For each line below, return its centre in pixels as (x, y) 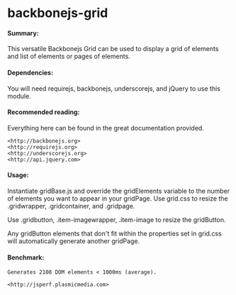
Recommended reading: (44, 112)
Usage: (18, 175)
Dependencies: (30, 72)
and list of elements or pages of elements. (69, 56)
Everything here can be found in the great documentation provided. (106, 128)
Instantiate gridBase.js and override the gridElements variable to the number (119, 191)
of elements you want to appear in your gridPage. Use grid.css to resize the (118, 199)
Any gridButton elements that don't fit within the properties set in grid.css (114, 233)
